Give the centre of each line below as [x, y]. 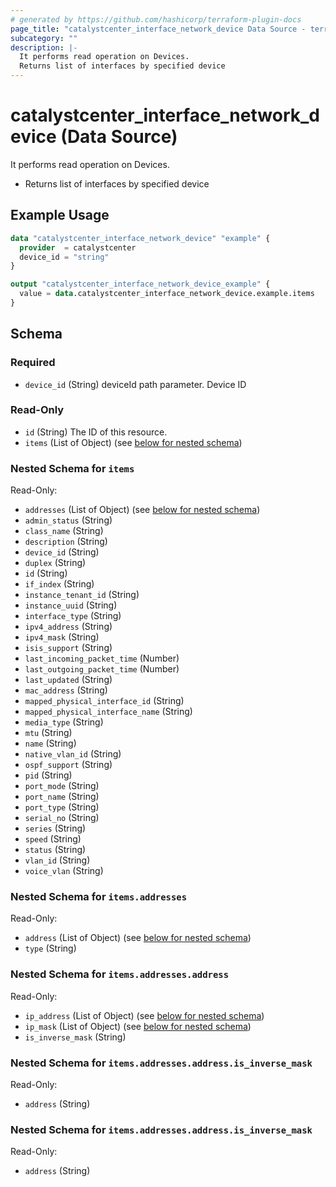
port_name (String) [62, 797]
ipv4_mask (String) [62, 637]
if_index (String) [59, 584]
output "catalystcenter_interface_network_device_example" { [140, 284]
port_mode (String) [62, 786]
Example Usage [60, 215]
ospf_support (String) [68, 765]
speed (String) [53, 839]
